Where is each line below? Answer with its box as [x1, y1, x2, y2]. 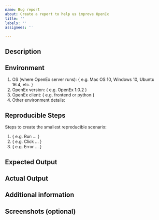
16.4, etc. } [12, 82, 33, 88]
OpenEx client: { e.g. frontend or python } [12, 92, 95, 98]
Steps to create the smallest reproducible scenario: [5, 124, 107, 130]
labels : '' [5, 20, 27, 26]
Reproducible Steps [5, 111, 66, 119]
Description [5, 47, 41, 56]
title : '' [5, 16, 25, 21]
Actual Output [5, 174, 48, 182]
